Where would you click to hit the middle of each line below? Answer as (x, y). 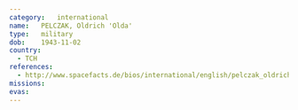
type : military (41, 34)
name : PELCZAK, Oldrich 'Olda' (71, 26)
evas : (19, 91)
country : (25, 51)
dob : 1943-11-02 (45, 42)
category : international (59, 17)
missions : (27, 83)
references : (31, 67)
